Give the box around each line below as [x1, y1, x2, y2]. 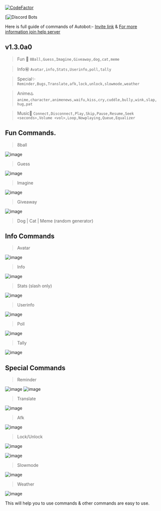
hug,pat [17, 102, 33, 106]
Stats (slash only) [17, 283, 52, 289]
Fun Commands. [5, 129, 56, 137]
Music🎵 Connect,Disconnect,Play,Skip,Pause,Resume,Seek [17, 110, 134, 116]
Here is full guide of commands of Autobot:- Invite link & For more [5, 24, 138, 29]
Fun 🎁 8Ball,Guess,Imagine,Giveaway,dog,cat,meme [17, 56, 120, 62]
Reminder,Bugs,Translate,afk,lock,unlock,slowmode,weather [17, 81, 140, 86]
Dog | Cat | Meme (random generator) [17, 218, 94, 224]
